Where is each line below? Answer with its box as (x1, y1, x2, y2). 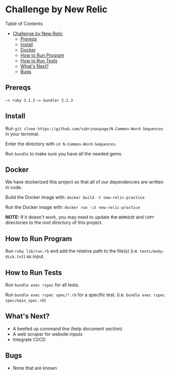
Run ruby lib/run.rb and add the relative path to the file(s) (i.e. (5, 248, 139, 254)
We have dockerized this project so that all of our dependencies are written (5, 179, 164, 185)
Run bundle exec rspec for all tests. (5, 282, 80, 288)
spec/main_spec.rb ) (5, 297, 46, 303)
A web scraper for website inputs (12, 331, 83, 337)
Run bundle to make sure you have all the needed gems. (5, 150, 123, 157)
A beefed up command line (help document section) (12, 325, 123, 332)
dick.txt (5, 254, 24, 259)
